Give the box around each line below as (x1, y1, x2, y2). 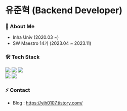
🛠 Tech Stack (5, 53, 40, 61)
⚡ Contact (5, 86, 30, 93)
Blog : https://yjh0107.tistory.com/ (12, 100, 83, 106)
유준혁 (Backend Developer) (5, 5, 123, 16)
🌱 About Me (5, 23, 35, 30)
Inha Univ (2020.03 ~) (12, 34, 59, 40)
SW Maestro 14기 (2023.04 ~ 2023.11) (12, 40, 92, 46)
